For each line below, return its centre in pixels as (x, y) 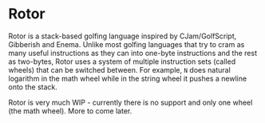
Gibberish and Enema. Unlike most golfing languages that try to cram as (127, 44)
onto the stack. (33, 87)
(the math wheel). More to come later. (70, 111)
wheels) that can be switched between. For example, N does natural (120, 69)
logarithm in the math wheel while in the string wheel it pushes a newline (128, 78)
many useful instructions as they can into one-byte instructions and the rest (133, 53)
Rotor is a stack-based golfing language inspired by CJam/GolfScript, (123, 36)
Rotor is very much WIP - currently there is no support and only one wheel (131, 102)
